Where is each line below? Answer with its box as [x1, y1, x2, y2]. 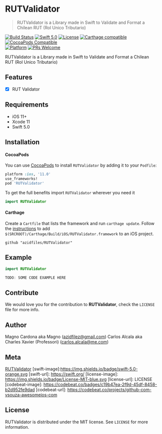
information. [5, 424, 30, 430]
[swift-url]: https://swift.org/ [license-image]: [29, 371, 118, 377]
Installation [5, 138, 40, 147]
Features [5, 73, 32, 81]
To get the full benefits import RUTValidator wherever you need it [5, 189, 135, 195]
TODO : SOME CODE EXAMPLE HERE [5, 275, 66, 280]
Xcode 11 [12, 118, 30, 125]
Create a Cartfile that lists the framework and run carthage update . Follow [5, 220, 155, 226]
